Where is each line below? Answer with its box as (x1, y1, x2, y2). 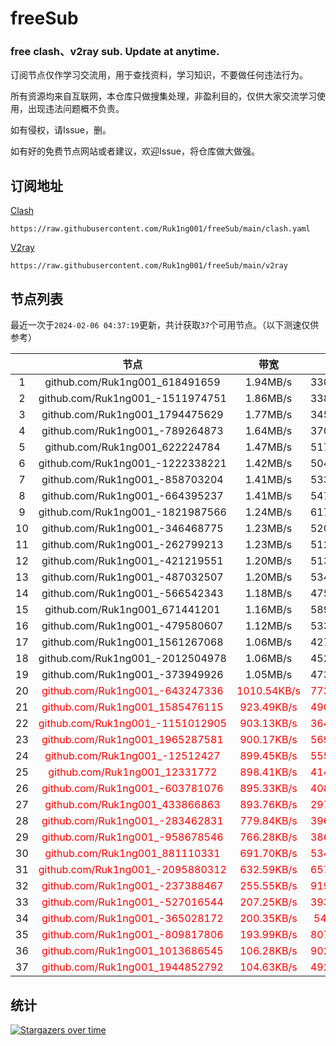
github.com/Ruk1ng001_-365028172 (41, 912, 224, 926)
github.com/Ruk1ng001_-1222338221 (38, 457, 227, 471)
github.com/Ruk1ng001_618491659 (44, 375, 221, 389)
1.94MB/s (244, 375, 293, 389)
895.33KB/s (239, 782, 298, 796)
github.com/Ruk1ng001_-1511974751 (38, 392, 227, 406)
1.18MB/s (244, 587, 293, 601)
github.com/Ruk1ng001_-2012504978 (38, 652, 227, 666)
